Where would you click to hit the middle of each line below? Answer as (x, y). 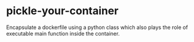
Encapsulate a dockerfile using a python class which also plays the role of (97, 27)
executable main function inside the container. (63, 33)
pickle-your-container (62, 11)
